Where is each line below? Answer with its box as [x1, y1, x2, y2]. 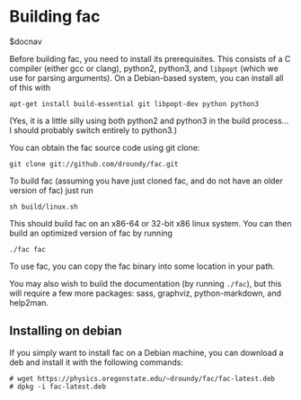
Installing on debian [9, 324, 122, 339]
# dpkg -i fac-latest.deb [9, 382, 106, 391]
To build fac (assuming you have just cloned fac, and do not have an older [9, 175, 283, 186]
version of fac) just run [9, 184, 94, 195]
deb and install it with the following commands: [9, 357, 184, 368]
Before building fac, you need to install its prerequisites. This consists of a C [9, 53, 291, 64]
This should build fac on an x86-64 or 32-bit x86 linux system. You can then [9, 218, 292, 228]
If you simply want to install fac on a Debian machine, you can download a [9, 347, 284, 358]
